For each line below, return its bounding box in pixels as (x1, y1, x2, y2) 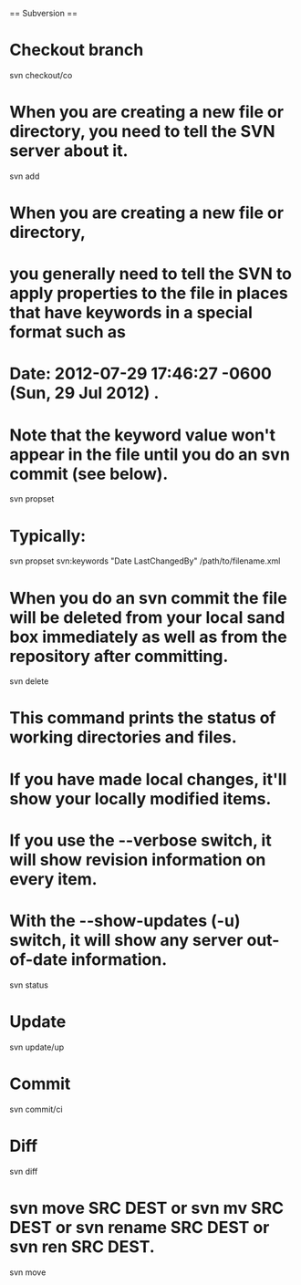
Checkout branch (9, 40, 144, 60)
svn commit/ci (9, 1104, 63, 1114)
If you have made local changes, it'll (9, 769, 287, 790)
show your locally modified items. (9, 788, 272, 809)
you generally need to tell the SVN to (9, 264, 293, 285)
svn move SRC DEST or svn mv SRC (9, 1197, 285, 1218)
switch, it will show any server (9, 930, 244, 950)
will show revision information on (9, 849, 266, 870)
